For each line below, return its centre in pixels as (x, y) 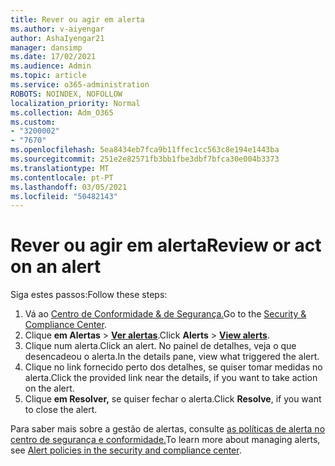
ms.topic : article (48, 76)
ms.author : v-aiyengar (57, 29)
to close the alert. (61, 410)
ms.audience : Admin (51, 66)
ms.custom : (33, 122)
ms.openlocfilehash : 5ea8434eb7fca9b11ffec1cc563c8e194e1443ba (145, 150)
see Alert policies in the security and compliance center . (126, 450)
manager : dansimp (46, 47)
